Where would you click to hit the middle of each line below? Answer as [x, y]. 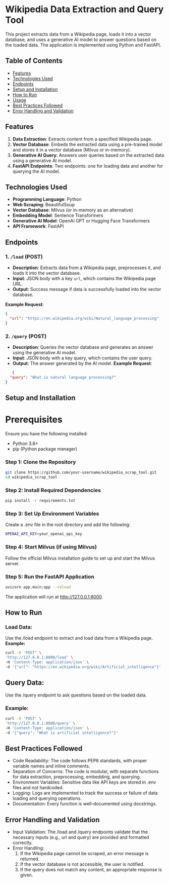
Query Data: [25, 683]
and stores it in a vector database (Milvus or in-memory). [72, 150]
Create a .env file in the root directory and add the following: [68, 525]
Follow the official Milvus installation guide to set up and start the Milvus [80, 558]
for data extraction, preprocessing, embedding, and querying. [77, 777]
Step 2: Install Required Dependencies [53, 490]
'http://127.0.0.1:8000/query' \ [40, 723]
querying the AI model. [36, 171]
